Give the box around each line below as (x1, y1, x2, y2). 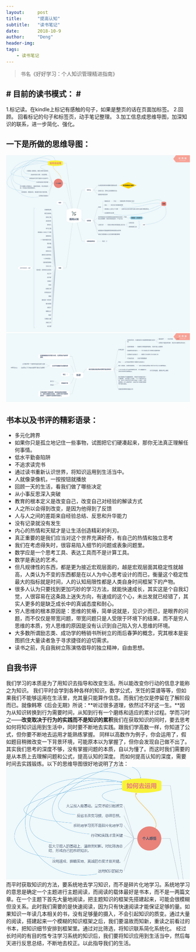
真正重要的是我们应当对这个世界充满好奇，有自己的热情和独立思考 (14, 534, 173, 541)
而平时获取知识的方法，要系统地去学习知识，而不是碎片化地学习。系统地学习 (6, 881, 190, 888)
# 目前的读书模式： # (6, 89, 82, 99)
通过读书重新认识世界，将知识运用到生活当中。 (14, 469, 127, 476)
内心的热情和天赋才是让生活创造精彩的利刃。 (14, 527, 123, 534)
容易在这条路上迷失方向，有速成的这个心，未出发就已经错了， (34, 593, 184, 600)
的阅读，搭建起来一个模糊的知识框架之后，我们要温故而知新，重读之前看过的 (6, 917, 190, 924)
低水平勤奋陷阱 (14, 454, 51, 461)
